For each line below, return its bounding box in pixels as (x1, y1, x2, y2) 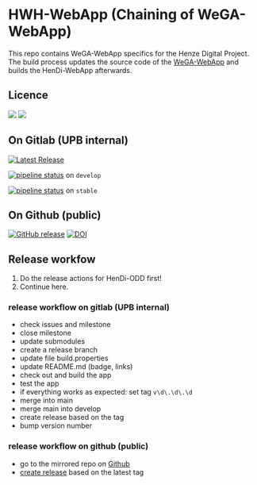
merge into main (19, 395, 74, 406)
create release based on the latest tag (19, 467, 144, 477)
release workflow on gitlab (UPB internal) (8, 302, 171, 313)
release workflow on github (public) (8, 441, 149, 452)
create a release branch (19, 345, 98, 355)
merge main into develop (19, 404, 102, 414)
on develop (65, 170, 102, 179)
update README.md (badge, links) (19, 362, 133, 371)
